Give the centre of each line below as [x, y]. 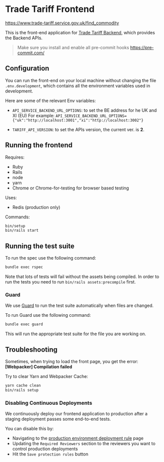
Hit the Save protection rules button [50, 454]
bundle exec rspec [24, 267]
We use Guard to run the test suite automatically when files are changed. [79, 306]
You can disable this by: [29, 429]
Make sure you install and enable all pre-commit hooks [73, 47]
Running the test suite [40, 246]
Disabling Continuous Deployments [49, 403]
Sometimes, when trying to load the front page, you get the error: [72, 361]
